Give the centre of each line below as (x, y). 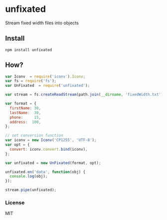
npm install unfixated (29, 50)
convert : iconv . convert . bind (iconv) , (49, 149)
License (15, 203)
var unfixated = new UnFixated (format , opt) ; (53, 163)
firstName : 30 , (25, 108)
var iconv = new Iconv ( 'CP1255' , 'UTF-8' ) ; (51, 140)
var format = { (21, 104)
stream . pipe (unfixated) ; (31, 190)
